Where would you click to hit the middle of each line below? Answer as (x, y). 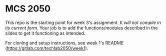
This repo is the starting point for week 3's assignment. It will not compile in (83, 22)
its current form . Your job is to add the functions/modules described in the (81, 27)
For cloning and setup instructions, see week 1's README (64, 42)
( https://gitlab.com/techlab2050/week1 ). (47, 48)
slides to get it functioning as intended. (45, 33)
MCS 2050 (28, 9)
